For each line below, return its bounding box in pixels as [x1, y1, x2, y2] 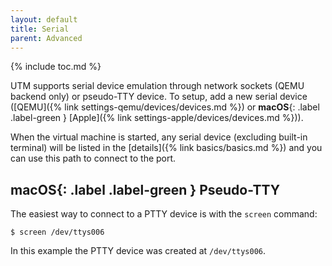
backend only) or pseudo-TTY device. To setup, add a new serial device [10, 91, 308, 103]
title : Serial [10, 24, 70, 34]
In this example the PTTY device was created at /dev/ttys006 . [10, 245, 267, 257]
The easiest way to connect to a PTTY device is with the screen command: [10, 208, 318, 220]
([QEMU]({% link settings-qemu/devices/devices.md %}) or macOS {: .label [10, 101, 320, 113]
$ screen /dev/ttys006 [10, 227, 105, 238]
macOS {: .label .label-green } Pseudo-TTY [10, 181, 280, 198]
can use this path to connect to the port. [10, 152, 177, 165]
